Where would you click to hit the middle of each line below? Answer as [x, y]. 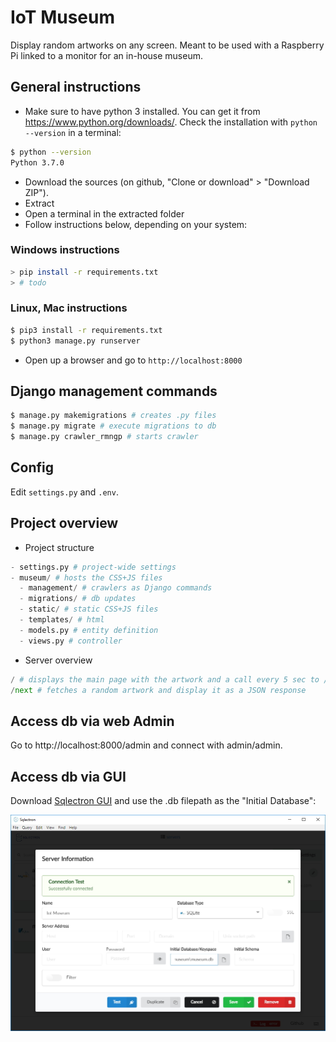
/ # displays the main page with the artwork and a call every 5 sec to [165, 679]
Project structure [59, 547]
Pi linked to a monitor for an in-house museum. [106, 55]
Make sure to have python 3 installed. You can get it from [142, 111]
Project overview [64, 523]
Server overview [58, 660]
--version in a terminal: [73, 132]
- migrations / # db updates [78, 599]
